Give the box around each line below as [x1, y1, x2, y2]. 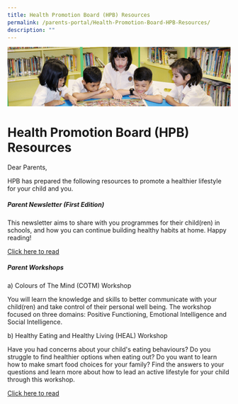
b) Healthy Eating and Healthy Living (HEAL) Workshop [7, 331, 168, 340]
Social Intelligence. [7, 318, 62, 326]
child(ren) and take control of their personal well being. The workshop [7, 302, 212, 311]
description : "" [7, 26, 55, 33]
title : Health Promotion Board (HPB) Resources [7, 11, 151, 18]
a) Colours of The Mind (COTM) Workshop [7, 281, 132, 290]
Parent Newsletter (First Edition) [7, 201, 105, 209]
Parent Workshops [7, 263, 64, 272]
